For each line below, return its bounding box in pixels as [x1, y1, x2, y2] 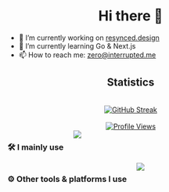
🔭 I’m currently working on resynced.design [18, 33, 160, 42]
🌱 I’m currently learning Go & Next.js [18, 41, 136, 50]
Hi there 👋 [98, 7, 164, 25]
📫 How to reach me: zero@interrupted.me [18, 50, 156, 60]
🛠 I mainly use [7, 141, 64, 152]
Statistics [106, 76, 155, 89]
